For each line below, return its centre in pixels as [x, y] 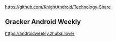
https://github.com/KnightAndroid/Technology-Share [58, 7]
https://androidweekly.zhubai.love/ [40, 33]
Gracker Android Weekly [43, 22]
